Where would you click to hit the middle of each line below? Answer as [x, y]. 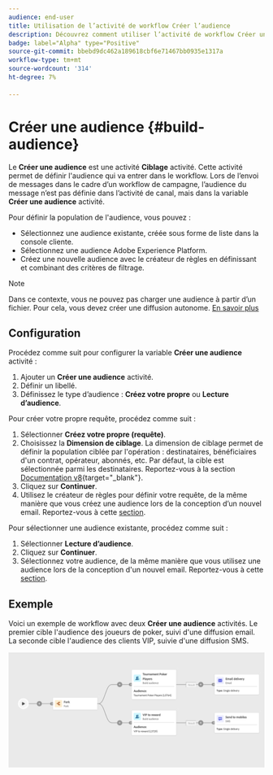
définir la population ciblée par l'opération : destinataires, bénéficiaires [139, 452]
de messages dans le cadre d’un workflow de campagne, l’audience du [128, 184]
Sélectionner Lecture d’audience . [77, 544]
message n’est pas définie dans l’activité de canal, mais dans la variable [129, 193]
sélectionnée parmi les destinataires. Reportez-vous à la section [128, 469]
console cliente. [47, 242]
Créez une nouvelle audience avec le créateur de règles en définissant [139, 259]
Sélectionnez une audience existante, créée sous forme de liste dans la [139, 233]
